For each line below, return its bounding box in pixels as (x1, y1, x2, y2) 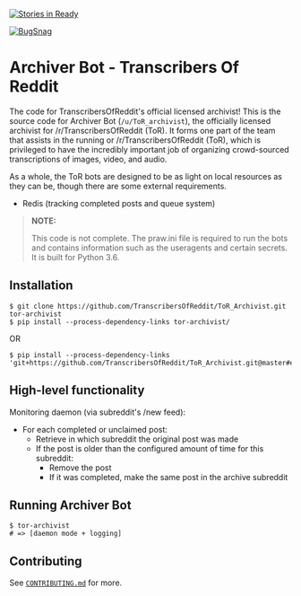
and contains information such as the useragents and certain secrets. (30, 242, 288, 253)
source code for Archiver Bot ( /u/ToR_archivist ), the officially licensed (9, 115, 271, 126)
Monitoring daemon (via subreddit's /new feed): (9, 407, 186, 417)
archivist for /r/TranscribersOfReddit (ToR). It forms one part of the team (9, 125, 276, 136)
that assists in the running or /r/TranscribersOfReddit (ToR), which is (9, 135, 262, 145)
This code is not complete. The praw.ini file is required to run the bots (30, 232, 288, 243)
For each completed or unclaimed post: (21, 424, 168, 434)
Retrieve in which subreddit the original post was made (35, 434, 239, 444)
